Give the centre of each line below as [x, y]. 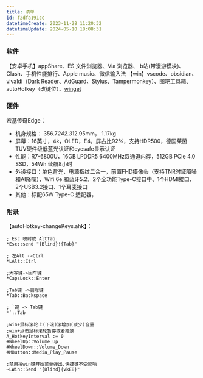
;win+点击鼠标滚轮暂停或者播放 [40, 331]
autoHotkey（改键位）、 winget [44, 88]
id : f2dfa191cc [26, 18]
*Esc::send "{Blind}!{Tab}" [42, 244]
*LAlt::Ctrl [21, 262]
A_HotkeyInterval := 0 [35, 337]
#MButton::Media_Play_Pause [42, 352]
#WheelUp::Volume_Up [33, 342]
